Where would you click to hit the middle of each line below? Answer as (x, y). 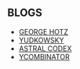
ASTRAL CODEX (45, 48)
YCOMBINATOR (44, 56)
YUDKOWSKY (41, 40)
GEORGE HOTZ (43, 31)
